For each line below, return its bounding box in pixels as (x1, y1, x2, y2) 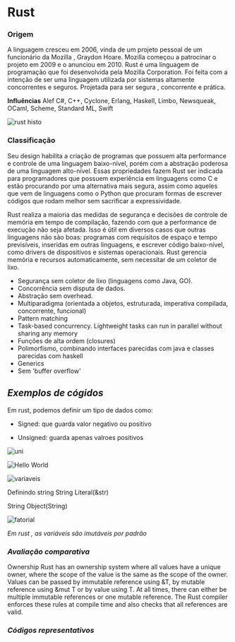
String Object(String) (7, 501, 68, 510)
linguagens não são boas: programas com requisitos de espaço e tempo (7, 232, 217, 241)
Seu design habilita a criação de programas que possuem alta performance (7, 151, 227, 160)
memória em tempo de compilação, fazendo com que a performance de (7, 218, 217, 226)
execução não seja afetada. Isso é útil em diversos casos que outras (7, 225, 206, 234)
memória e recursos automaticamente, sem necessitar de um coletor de (7, 255, 217, 263)
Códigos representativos (7, 625, 95, 635)
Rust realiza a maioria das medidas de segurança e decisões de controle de (7, 210, 228, 219)
